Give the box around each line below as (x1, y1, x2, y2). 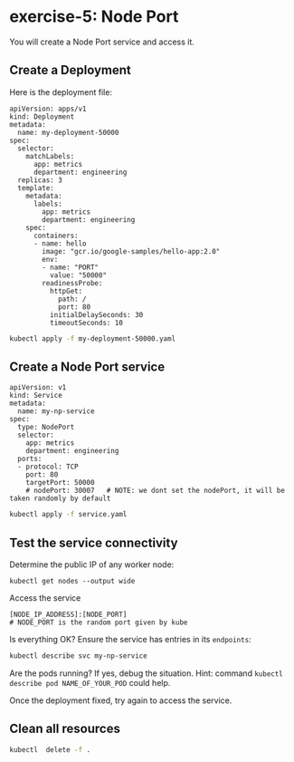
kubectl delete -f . (9, 745, 91, 754)
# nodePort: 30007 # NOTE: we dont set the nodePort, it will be (25, 487, 285, 496)
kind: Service (9, 391, 63, 400)
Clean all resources (9, 721, 120, 737)
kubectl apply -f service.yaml (9, 510, 128, 519)
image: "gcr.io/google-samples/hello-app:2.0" (42, 246, 221, 256)
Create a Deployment (9, 63, 131, 78)
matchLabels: (25, 151, 75, 160)
